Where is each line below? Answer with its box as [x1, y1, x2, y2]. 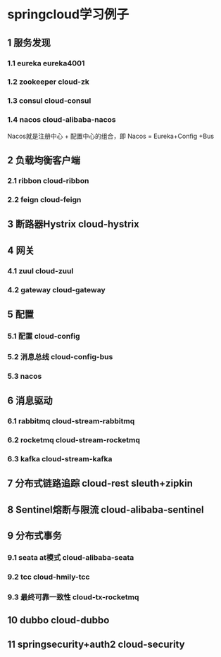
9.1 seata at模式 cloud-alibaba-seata [7, 552, 134, 562]
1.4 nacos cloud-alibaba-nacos [7, 115, 116, 125]
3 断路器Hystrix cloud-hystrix [7, 218, 139, 230]
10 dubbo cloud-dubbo [7, 614, 110, 627]
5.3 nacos [7, 371, 42, 381]
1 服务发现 [7, 37, 51, 49]
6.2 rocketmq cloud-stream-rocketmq [7, 434, 141, 444]
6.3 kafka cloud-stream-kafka [7, 453, 113, 463]
